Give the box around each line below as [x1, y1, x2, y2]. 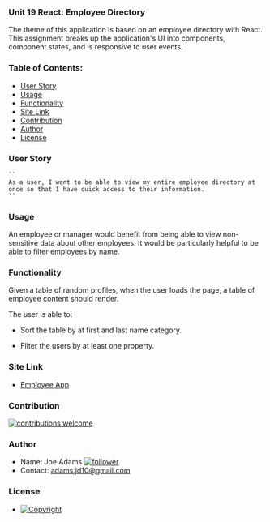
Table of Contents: [8, 62, 84, 74]
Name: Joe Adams [19, 457, 83, 467]
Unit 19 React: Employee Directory [8, 6, 146, 18]
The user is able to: [8, 310, 73, 319]
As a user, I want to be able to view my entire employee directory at [8, 178, 255, 186]
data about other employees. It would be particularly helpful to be [40, 238, 259, 248]
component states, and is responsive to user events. [8, 42, 183, 52]
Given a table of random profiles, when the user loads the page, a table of [8, 285, 255, 295]
